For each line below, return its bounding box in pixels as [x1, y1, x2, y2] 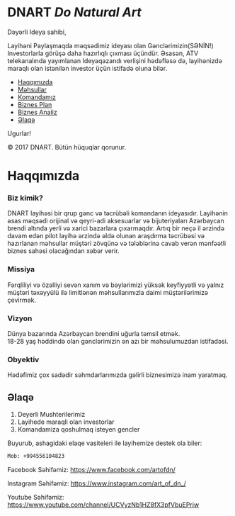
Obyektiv [7, 354, 40, 364]
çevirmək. [7, 296, 37, 304]
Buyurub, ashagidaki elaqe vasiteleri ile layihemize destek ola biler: [7, 439, 202, 447]
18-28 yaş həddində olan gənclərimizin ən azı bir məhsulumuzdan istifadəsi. [7, 337, 229, 346]
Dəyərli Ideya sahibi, [7, 28, 67, 36]
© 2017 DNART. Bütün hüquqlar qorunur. [7, 142, 126, 151]
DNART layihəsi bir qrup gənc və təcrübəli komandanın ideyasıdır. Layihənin [7, 209, 229, 218]
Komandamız [17, 93, 57, 101]
